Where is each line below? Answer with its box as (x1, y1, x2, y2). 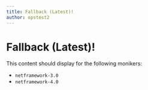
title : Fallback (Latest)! (6, 8, 74, 15)
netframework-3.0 (14, 73, 59, 79)
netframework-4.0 (14, 79, 59, 85)
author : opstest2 (6, 14, 50, 20)
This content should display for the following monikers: (6, 60, 143, 67)
